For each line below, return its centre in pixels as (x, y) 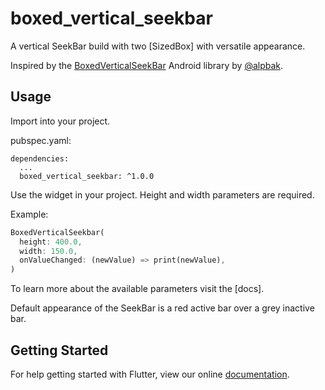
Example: (29, 214)
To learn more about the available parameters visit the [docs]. (137, 289)
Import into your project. (60, 121)
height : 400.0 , (51, 242)
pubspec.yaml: (41, 140)
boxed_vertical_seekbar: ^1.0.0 (87, 176)
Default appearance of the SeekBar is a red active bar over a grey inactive (162, 308)
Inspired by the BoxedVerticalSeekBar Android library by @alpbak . (147, 65)
